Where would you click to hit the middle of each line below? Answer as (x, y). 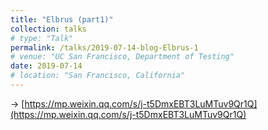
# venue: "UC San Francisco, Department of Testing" (122, 57)
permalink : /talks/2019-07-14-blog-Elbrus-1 (104, 47)
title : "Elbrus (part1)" (62, 19)
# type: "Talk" (42, 38)
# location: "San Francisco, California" (98, 76)
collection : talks (48, 29)
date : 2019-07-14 (46, 66)
